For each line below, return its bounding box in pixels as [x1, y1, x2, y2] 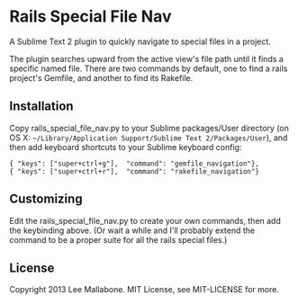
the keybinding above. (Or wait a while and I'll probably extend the [9, 225, 255, 236]
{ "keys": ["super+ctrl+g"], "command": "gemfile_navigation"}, [9, 159, 259, 168]
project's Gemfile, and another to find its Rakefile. [9, 72, 194, 83]
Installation [9, 99, 74, 114]
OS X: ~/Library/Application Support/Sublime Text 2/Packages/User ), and [9, 132, 288, 143]
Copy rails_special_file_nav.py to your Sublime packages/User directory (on [9, 122, 290, 133]
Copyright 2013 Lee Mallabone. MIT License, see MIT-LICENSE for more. [9, 284, 279, 295]
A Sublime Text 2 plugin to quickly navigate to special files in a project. [9, 36, 272, 47]
